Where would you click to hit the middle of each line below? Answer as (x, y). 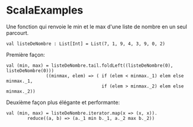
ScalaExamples (45, 10)
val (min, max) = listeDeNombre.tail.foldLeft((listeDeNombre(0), (90, 66)
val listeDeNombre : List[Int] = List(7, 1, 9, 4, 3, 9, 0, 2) (86, 44)
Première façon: (26, 54)
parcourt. (17, 32)
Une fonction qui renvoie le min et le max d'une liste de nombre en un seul (97, 27)
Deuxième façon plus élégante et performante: (63, 102)
